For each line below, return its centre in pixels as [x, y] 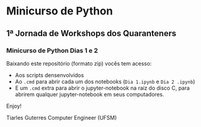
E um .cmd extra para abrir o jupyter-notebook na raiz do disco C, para [102, 88]
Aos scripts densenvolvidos [49, 75]
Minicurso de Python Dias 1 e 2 [52, 51]
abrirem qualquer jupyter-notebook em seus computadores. [89, 94]
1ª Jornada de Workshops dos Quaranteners [91, 33]
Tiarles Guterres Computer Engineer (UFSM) [62, 117]
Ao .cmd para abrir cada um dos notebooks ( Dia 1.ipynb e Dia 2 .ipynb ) [105, 81]
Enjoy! [14, 106]
